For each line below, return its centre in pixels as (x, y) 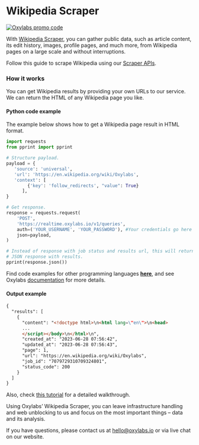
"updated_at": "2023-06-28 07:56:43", (70, 345)
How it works (25, 78)
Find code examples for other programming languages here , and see (90, 273)
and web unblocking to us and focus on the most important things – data (94, 413)
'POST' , (26, 218)
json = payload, (34, 235)
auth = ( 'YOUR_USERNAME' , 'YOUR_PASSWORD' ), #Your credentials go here (105, 229)
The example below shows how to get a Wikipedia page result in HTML (93, 124)
